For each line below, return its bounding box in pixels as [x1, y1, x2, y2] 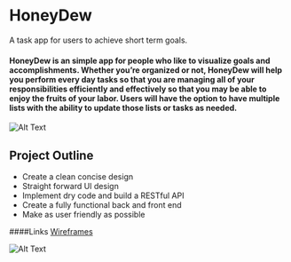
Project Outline [9, 147, 94, 163]
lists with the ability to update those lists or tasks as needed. [9, 102, 238, 113]
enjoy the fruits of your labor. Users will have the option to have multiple [9, 92, 280, 103]
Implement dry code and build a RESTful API [21, 190, 185, 201]
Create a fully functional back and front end [21, 199, 182, 210]
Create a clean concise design [21, 171, 134, 182]
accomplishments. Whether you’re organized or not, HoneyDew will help [9, 64, 282, 75]
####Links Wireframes [9, 226, 93, 236]
